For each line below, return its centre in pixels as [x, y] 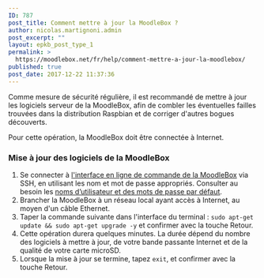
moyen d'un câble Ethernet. [65, 208]
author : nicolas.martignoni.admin [65, 30]
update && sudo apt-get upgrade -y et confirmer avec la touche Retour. [136, 225]
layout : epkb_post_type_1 [51, 45]
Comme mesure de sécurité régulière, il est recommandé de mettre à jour [128, 96]
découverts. [28, 122]
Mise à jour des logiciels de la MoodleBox [89, 157]
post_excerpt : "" [37, 38]
